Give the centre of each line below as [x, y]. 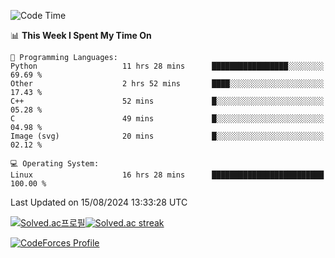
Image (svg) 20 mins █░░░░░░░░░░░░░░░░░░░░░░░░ [167, 136]
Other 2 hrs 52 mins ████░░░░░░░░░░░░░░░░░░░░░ [167, 84]
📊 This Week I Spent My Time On [81, 35]
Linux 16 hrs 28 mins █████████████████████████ [167, 175]
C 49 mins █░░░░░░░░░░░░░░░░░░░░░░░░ [167, 119]
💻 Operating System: [55, 164]
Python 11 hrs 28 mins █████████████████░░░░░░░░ [167, 66]
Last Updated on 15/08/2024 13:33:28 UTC [99, 202]
